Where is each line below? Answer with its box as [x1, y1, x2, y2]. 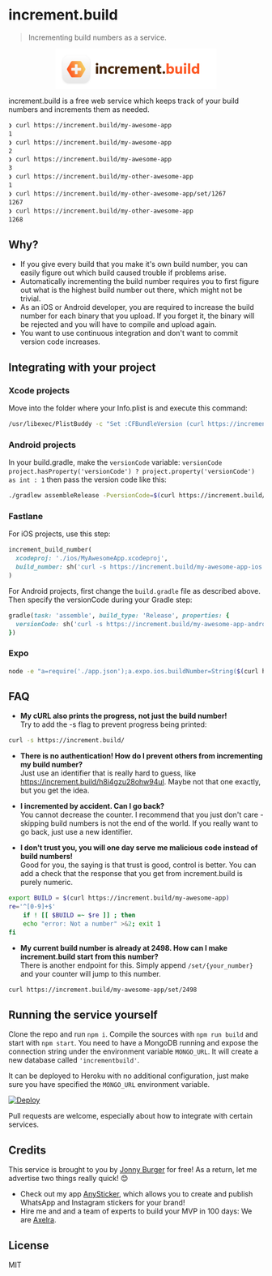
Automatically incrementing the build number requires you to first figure [19, 277, 259, 286]
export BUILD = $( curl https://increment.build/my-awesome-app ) [8, 894, 230, 902]
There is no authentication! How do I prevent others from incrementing [19, 751, 263, 761]
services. [8, 1119, 39, 1129]
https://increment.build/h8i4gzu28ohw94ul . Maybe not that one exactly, [19, 777, 261, 787]
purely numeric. [19, 878, 73, 887]
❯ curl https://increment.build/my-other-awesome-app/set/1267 [8, 189, 227, 198]
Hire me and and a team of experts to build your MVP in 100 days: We [19, 1206, 253, 1216]
